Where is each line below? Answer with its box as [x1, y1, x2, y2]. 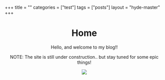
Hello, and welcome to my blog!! [50, 44, 118, 50]
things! [77, 59, 92, 65]
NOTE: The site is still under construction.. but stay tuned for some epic [10, 54, 159, 60]
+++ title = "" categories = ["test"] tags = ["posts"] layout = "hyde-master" [5, 5, 160, 10]
